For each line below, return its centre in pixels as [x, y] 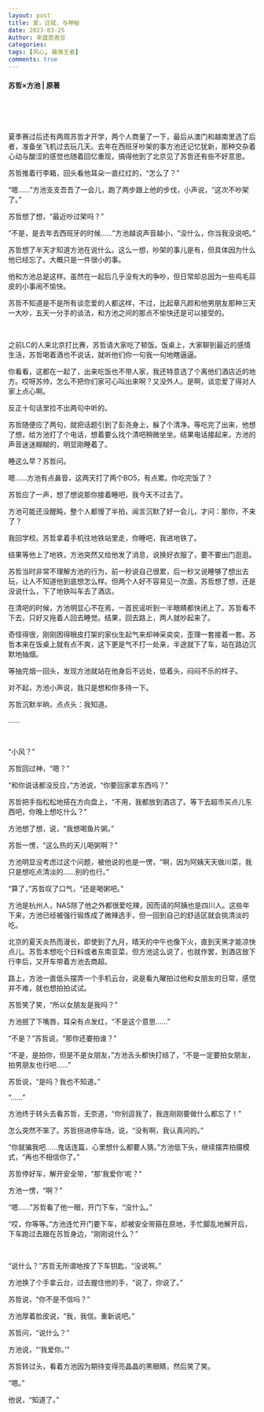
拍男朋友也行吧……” [40, 1065]
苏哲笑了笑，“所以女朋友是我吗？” [63, 1005]
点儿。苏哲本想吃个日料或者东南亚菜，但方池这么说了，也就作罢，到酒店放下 [132, 952]
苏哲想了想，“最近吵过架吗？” [56, 217]
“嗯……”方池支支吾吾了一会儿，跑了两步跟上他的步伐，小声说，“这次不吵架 [128, 190]
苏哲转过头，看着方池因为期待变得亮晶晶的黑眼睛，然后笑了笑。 [111, 1366]
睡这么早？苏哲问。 [39, 461]
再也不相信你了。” [52, 1157]
